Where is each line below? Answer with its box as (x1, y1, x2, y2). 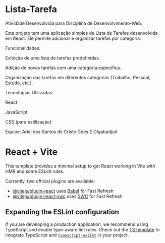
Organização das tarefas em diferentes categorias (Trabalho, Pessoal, (5, 74, 151, 80)
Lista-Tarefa (5, 4, 57, 15)
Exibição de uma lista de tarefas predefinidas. (5, 54, 100, 61)
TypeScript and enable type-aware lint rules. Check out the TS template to (5, 226, 160, 232)
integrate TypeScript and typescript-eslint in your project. (5, 232, 129, 238)
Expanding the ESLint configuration (5, 208, 120, 216)
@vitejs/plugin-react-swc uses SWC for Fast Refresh (12, 193, 123, 199)
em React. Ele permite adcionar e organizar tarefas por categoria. (5, 35, 141, 41)
